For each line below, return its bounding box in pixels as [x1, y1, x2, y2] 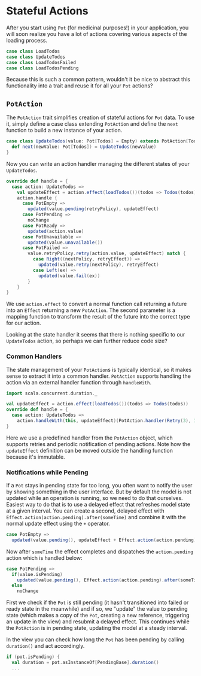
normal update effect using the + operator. [6, 520, 111, 528]
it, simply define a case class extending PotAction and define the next [6, 120, 178, 128]
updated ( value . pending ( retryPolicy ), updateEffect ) [28, 206, 160, 212]
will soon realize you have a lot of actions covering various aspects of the [6, 30, 187, 37]
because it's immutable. [6, 453, 65, 460]
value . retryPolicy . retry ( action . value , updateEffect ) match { [28, 250, 186, 257]
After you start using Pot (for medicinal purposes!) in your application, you [6, 24, 189, 31]
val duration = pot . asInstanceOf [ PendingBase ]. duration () [11, 660, 160, 666]
